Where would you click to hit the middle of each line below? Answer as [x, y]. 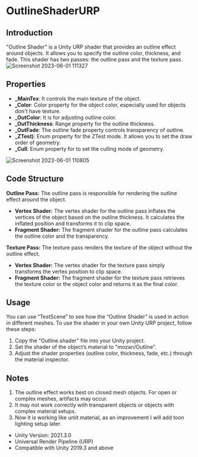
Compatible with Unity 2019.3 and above [64, 448]
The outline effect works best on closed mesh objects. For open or [96, 393]
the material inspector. [42, 359]
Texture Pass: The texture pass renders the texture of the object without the [99, 247]
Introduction [30, 33]
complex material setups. [45, 411]
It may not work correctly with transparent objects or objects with [94, 405]
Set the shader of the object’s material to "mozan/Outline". [85, 347]
